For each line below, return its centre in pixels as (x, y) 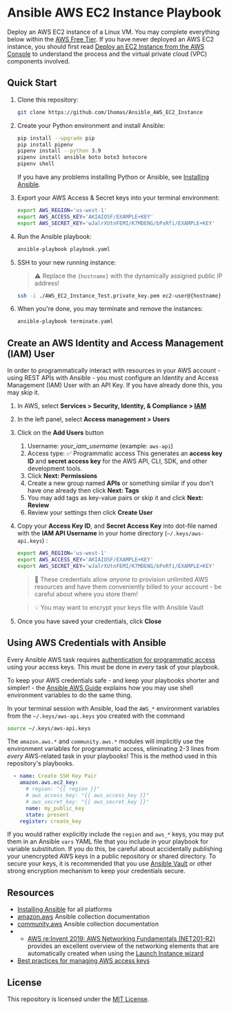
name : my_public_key (55, 808)
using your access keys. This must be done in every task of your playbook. (113, 667)
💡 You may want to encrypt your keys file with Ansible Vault (119, 607)
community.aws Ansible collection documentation (88, 924)
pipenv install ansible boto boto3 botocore (82, 158)
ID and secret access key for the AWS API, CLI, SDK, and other (117, 461)
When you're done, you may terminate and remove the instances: (110, 309)
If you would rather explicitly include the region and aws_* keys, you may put (115, 835)
